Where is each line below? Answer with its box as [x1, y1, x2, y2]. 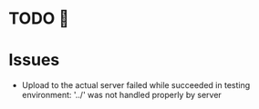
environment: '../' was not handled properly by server [21, 90, 223, 101]
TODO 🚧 [8, 8, 70, 29]
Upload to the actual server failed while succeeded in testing [21, 80, 251, 91]
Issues [8, 50, 60, 71]
